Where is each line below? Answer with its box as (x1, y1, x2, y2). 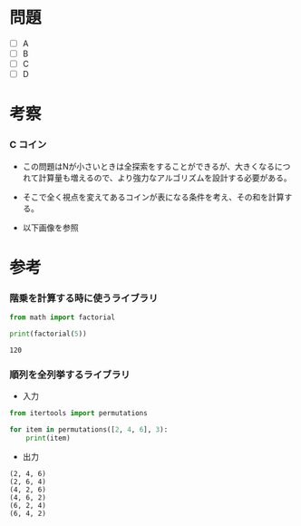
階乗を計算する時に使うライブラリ (9, 291, 159, 304)
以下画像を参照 (22, 222, 79, 233)
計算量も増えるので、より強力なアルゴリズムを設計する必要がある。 (38, 172, 292, 183)
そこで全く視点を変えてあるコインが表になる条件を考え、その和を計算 (22, 191, 285, 202)
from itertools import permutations (9, 409, 148, 418)
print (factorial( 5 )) (9, 329, 88, 339)
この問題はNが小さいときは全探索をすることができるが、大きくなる (22, 161, 275, 171)
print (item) (25, 433, 71, 443)
